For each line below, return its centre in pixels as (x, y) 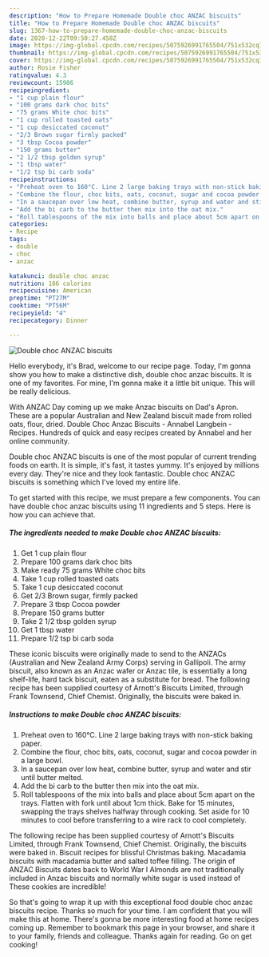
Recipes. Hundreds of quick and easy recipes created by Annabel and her (131, 432)
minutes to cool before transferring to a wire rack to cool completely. (133, 820)
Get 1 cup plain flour (53, 553)
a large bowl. (42, 760)
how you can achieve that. (52, 514)
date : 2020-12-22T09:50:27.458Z (63, 38)
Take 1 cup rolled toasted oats (70, 578)
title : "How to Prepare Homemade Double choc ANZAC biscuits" (115, 23)
